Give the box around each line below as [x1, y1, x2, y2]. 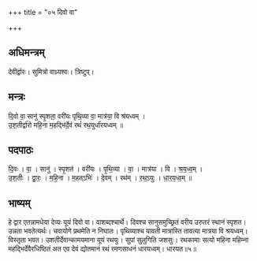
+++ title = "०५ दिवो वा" [8, 8, 78, 17]
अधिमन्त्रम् [8, 46, 45, 59]
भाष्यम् [8, 196, 31, 210]
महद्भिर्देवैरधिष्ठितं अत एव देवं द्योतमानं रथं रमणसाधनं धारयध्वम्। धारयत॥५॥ [8, 244, 197, 254]
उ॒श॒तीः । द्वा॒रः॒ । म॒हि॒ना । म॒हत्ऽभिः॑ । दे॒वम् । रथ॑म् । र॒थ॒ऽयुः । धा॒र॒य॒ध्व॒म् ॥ [8, 173, 192, 183]
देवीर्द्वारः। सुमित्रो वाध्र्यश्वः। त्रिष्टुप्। [8, 67, 95, 76]
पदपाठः [8, 144, 34, 157]
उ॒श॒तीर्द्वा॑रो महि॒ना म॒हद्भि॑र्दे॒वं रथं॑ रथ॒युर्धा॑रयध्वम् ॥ [8, 120, 124, 129]
